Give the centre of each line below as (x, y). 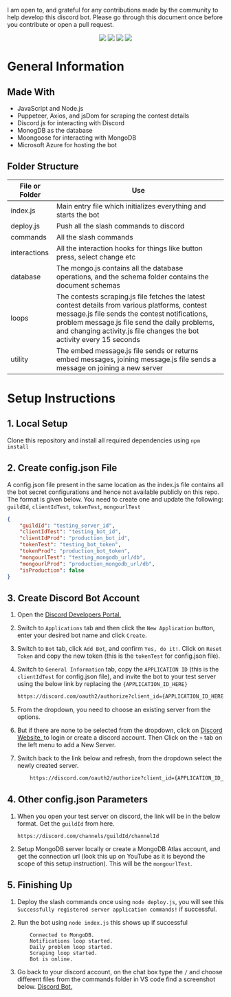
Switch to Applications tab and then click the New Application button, (116, 628)
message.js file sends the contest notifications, (132, 314)
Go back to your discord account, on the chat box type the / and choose (120, 972)
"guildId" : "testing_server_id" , (67, 526)
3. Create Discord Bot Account (74, 598)
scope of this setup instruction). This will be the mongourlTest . (104, 864)
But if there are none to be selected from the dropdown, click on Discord (120, 730)
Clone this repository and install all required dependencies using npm (104, 440)
